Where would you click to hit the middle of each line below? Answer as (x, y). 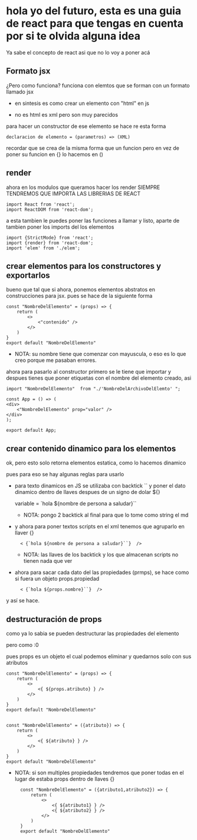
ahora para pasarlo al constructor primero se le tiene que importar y (88, 372)
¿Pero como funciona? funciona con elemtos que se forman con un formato (98, 85)
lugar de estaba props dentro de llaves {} (65, 779)
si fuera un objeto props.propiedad (57, 579)
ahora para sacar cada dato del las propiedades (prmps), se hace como (102, 572)
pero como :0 (22, 645)
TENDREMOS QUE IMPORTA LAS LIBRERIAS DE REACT (73, 193)
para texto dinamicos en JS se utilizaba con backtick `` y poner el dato (100, 486)
